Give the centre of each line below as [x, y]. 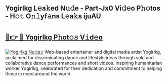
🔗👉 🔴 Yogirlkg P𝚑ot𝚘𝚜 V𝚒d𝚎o [54, 37]
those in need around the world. [38, 74]
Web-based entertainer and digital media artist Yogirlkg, [103, 52]
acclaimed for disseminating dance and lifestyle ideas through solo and [80, 57]
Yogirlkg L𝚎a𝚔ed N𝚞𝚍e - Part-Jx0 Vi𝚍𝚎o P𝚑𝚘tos [83, 8]
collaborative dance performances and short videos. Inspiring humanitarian [84, 63]
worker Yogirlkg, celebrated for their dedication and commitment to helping [84, 68]
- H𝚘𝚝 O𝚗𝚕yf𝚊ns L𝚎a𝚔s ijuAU [53, 16]
